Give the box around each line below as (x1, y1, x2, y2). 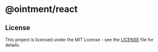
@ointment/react (5, 3, 78, 15)
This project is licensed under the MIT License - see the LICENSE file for (5, 36, 154, 42)
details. (5, 42, 20, 48)
